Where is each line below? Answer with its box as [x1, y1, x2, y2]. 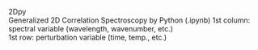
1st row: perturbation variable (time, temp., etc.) [8, 32, 167, 42]
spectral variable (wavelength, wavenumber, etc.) [8, 24, 174, 33]
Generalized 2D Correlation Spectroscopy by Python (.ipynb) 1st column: [8, 15, 251, 25]
